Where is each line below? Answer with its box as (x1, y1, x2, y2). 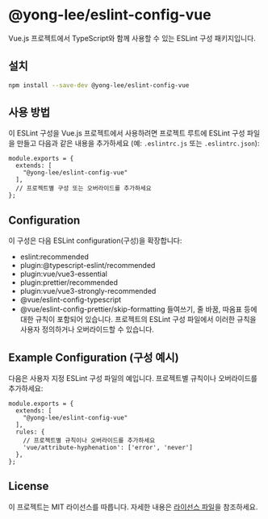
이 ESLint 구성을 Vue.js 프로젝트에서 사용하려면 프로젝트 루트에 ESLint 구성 (8, 128, 245, 138)
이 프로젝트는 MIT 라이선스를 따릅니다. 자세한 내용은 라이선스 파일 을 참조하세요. (8, 502, 258, 512)
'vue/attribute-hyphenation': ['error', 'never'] (23, 444, 194, 452)
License (8, 479, 49, 493)
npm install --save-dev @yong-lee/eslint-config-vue (8, 81, 190, 90)
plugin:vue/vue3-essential (19, 269, 107, 279)
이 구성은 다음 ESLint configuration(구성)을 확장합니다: (8, 236, 182, 245)
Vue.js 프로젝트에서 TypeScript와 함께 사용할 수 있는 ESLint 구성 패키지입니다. (8, 33, 256, 43)
